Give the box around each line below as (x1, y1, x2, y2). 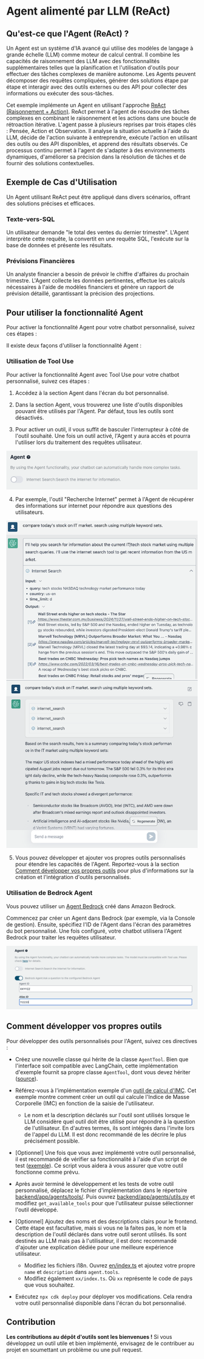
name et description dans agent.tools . (24, 1268, 120, 1275)
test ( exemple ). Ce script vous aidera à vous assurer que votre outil (15, 1162, 183, 1169)
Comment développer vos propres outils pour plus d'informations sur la (15, 867, 194, 874)
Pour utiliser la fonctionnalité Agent (6, 307, 144, 318)
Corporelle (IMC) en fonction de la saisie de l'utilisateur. (15, 1100, 155, 1107)
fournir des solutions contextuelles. (6, 160, 95, 166)
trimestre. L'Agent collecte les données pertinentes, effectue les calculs (6, 277, 185, 284)
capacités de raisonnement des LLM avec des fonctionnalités (6, 58, 160, 64)
